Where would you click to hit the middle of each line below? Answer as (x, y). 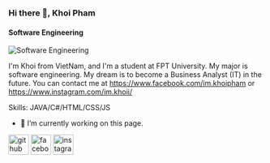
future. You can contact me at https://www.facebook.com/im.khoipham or (132, 84)
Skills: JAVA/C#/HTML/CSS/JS (60, 108)
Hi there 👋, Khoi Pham (52, 13)
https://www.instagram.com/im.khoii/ (71, 92)
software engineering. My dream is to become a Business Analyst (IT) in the (135, 75)
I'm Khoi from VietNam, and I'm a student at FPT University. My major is (129, 66)
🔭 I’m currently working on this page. (81, 123)
